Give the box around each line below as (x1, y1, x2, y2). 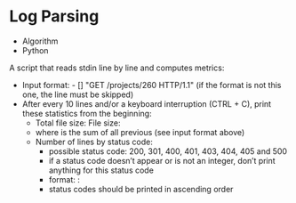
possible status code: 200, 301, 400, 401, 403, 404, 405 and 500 (48, 145, 287, 157)
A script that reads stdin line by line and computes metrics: (9, 62, 225, 73)
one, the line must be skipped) (21, 89, 134, 100)
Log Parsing (9, 6, 100, 27)
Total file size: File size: (35, 118, 121, 128)
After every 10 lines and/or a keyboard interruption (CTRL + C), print (21, 98, 272, 109)
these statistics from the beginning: (21, 108, 153, 118)
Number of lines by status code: (35, 136, 154, 147)
